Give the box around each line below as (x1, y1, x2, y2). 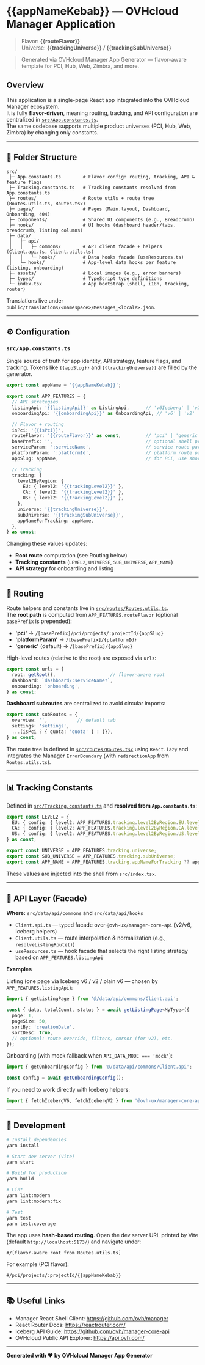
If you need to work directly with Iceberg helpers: (6, 1086, 130, 1094)
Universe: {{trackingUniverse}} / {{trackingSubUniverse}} (21, 44, 172, 51)
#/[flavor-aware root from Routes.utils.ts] (6, 1250, 121, 1256)
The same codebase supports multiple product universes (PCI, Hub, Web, (6, 122, 192, 130)
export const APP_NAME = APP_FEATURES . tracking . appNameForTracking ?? (6, 859, 190, 865)
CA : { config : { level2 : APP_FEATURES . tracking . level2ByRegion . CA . (12, 825, 187, 831)
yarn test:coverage (6, 1221, 56, 1227)
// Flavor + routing (12, 421, 64, 427)
